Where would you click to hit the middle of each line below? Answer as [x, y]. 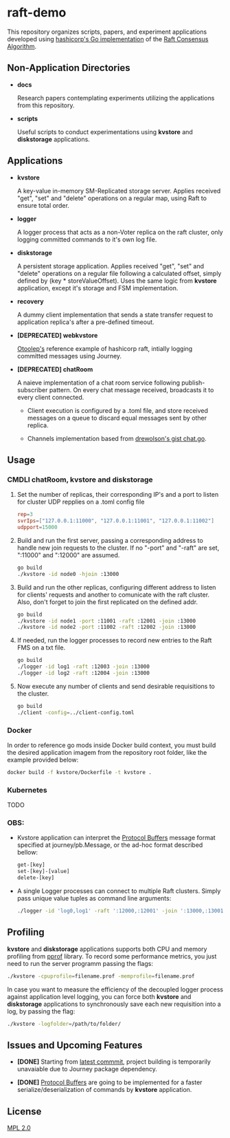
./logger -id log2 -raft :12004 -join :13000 [83, 673]
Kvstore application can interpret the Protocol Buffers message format [116, 838]
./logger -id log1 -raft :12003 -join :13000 [83, 667]
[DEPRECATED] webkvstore [57, 335]
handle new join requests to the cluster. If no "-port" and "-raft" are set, [118, 548]
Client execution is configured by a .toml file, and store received [117, 410]
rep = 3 [25, 515]
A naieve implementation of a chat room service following [99, 383]
